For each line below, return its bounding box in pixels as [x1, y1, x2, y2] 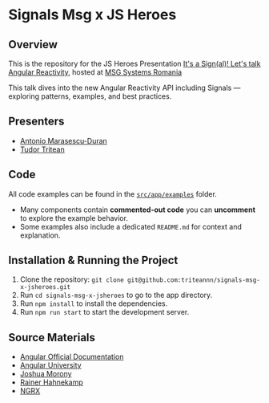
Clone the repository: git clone [19, 275, 124, 284]
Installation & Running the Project [8, 254, 179, 267]
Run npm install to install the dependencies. [19, 299, 168, 308]
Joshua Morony [19, 369, 72, 379]
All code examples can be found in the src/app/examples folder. [8, 189, 218, 198]
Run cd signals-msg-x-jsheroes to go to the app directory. [19, 291, 213, 300]
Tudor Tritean [19, 145, 66, 154]
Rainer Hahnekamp [19, 377, 83, 387]
